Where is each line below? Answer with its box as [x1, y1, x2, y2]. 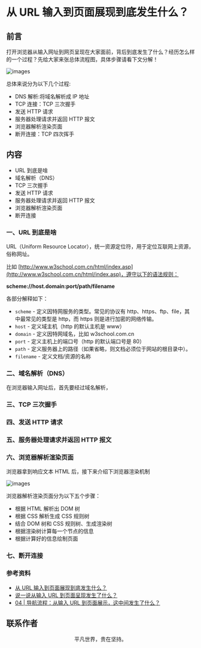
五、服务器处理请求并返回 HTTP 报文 [6, 436, 112, 444]
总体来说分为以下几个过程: [6, 80, 71, 87]
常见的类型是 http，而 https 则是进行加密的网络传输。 [25, 316, 157, 323]
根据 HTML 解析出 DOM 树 [14, 505, 81, 512]
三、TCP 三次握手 [6, 400, 57, 409]
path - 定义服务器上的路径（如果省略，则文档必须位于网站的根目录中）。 [14, 346, 191, 353]
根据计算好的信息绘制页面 [14, 535, 78, 542]
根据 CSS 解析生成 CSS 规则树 [14, 512, 90, 520]
